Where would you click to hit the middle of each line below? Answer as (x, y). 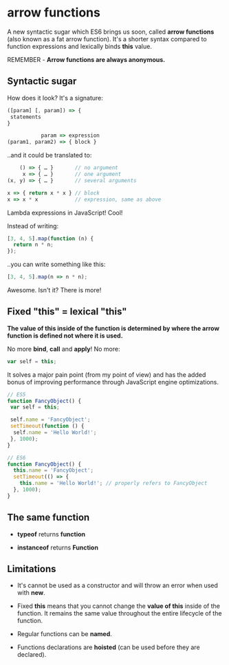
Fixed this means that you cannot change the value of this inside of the (119, 606)
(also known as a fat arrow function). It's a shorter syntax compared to (107, 39)
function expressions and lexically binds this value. (80, 46)
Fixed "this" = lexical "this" (67, 312)
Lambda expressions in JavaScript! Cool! (65, 212)
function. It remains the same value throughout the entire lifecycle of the (119, 613)
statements (25, 117)
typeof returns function (51, 534)
